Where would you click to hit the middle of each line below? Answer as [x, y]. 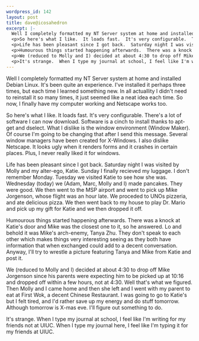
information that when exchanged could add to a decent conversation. [92, 245]
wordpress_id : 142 [29, 12]
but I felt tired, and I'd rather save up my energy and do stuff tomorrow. [93, 301]
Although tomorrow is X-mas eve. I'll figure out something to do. [84, 307]
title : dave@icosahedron [37, 23]
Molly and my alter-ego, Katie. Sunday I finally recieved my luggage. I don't [98, 170]
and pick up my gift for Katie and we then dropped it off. [75, 209]
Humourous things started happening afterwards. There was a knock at [93, 220]
